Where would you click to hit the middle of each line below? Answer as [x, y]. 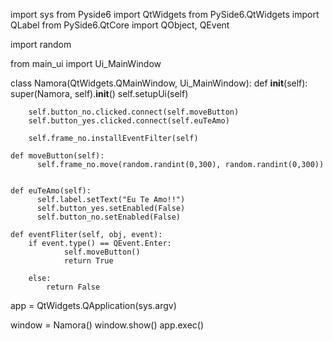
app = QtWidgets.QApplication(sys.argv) [93, 305]
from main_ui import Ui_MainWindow [86, 63]
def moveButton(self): [57, 156]
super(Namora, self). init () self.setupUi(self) [99, 93]
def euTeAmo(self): [51, 191]
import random [41, 44]
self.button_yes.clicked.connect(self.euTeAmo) [129, 121]
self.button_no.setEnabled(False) [109, 217]
